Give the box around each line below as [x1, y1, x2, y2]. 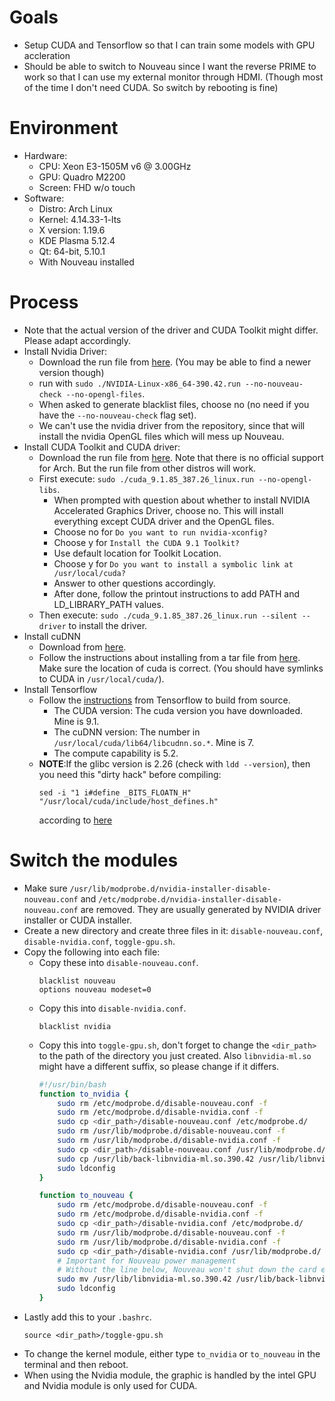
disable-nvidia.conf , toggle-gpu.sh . [23, 935, 176, 947]
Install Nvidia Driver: [23, 345, 108, 357]
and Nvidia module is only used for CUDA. [23, 1379, 198, 1391]
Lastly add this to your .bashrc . [23, 1311, 152, 1323]
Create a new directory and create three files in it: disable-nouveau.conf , [23, 924, 324, 936]
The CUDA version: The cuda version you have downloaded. [53, 704, 303, 716]
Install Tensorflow [23, 683, 98, 695]
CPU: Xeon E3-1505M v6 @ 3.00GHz [38, 160, 192, 172]
